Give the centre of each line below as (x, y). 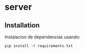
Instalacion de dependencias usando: (42, 37)
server (18, 7)
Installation (22, 25)
